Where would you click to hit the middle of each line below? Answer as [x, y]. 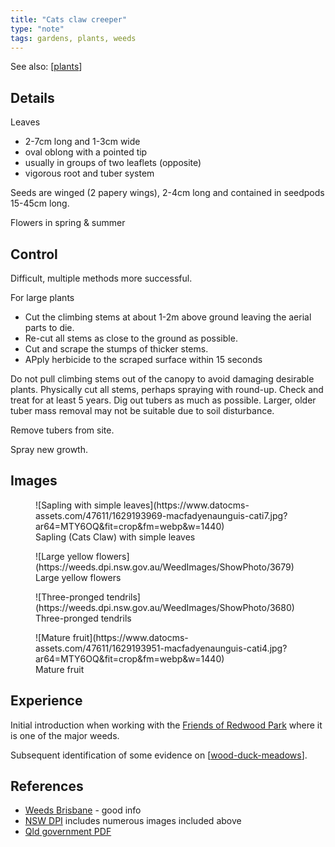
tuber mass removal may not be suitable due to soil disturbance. [142, 410]
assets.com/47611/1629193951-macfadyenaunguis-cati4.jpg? [161, 648]
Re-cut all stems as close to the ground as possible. [131, 338]
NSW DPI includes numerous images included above [133, 821]
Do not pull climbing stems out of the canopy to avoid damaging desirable [162, 379]
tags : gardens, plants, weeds [73, 38]
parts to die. [49, 327]
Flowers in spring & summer [68, 223]
